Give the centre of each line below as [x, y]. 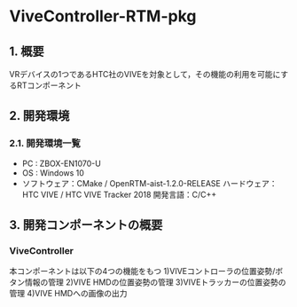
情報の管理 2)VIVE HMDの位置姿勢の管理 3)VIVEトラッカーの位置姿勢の [155, 282]
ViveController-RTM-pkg [103, 16]
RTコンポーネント [49, 85]
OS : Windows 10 [53, 173]
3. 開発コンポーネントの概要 [86, 225]
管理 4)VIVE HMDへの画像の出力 [68, 294]
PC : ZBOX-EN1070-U [62, 163]
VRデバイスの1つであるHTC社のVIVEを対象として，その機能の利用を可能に [145, 74]
